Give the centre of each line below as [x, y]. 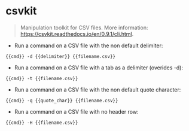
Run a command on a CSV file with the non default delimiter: [89, 45]
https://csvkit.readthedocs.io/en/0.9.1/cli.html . [77, 33]
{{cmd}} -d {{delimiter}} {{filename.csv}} [61, 56]
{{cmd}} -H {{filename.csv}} [42, 123]
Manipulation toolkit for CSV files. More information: [84, 28]
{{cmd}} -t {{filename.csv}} [42, 78]
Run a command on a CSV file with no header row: [76, 111]
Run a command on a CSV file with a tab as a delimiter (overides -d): [99, 68]
